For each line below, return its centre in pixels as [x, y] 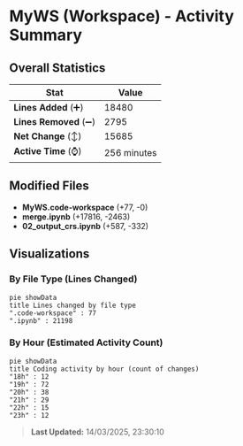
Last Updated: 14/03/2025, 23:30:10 [98, 432]
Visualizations [49, 254]
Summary [46, 35]
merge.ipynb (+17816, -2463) [76, 216]
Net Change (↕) [48, 136]
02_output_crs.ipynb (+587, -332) [85, 226]
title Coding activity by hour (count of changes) [104, 369]
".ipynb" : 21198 [41, 320]
